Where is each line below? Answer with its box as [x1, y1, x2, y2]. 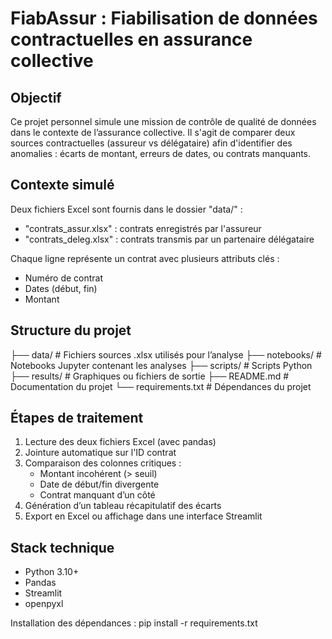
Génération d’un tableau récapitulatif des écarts [24, 500, 222, 512]
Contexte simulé [10, 177, 115, 194]
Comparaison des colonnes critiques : [24, 457, 182, 469]
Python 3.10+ [24, 566, 80, 578]
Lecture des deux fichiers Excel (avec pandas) [24, 436, 217, 448]
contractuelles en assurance [10, 28, 253, 51]
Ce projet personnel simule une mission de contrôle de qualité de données [10, 116, 317, 127]
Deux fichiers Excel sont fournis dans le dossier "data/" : [10, 203, 243, 215]
